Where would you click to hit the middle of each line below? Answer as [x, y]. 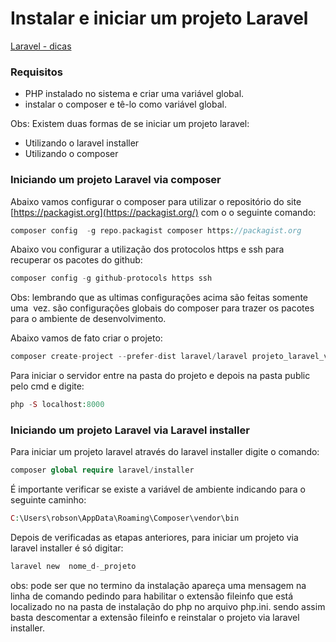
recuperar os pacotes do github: [76, 260]
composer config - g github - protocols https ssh [111, 278]
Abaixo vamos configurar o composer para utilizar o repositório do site [156, 201]
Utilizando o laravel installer [82, 143]
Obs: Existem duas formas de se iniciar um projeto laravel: [130, 124]
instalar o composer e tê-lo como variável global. [125, 104]
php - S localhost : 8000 [57, 405]
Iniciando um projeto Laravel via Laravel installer [130, 430]
